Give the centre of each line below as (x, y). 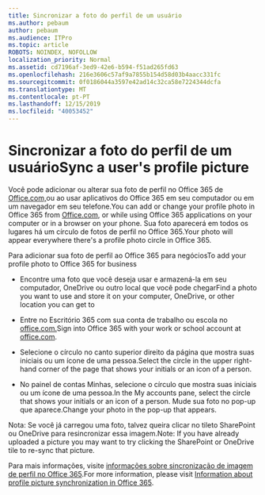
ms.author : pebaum (38, 23)
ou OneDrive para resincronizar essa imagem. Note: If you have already (124, 433)
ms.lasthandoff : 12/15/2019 (55, 104)
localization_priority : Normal (60, 60)
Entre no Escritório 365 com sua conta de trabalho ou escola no (123, 320)
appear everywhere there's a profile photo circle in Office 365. (110, 240)
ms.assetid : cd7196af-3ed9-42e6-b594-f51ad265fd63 (93, 67)
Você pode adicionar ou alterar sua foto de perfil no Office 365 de (116, 189)
